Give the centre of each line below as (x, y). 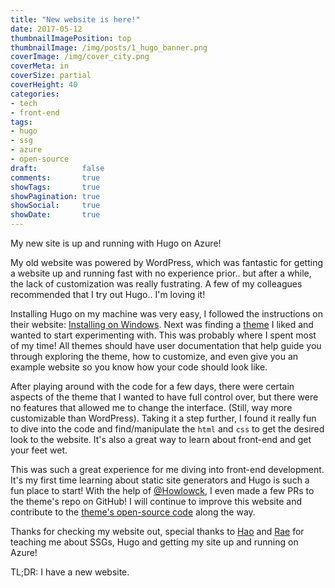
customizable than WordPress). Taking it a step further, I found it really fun (163, 418)
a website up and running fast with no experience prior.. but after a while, (161, 273)
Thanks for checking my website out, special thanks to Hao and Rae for (157, 531)
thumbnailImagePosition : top (71, 38)
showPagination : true (55, 196)
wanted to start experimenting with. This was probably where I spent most (163, 335)
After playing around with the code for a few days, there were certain (152, 386)
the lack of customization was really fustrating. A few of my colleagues (156, 284)
